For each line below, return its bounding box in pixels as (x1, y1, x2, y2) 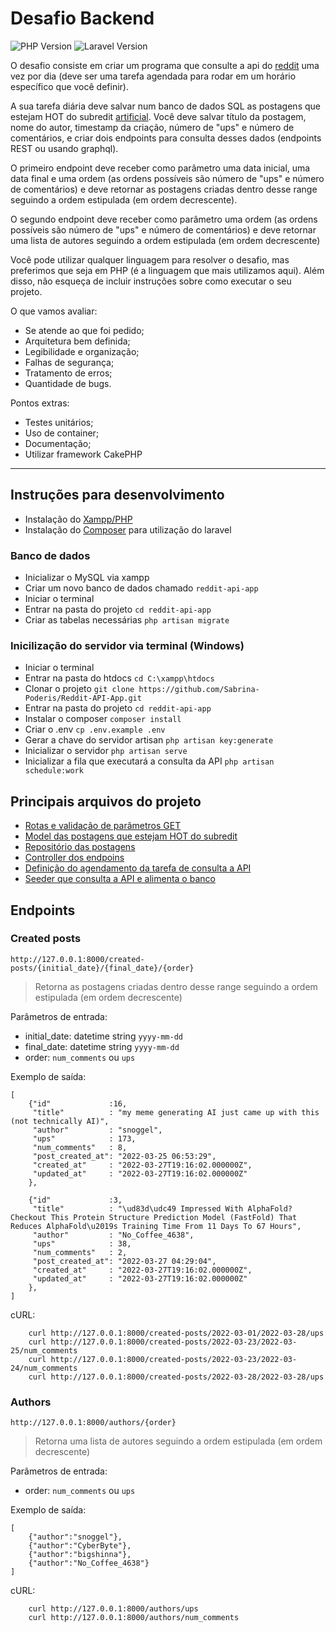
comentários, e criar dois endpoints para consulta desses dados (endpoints (10, 132, 322, 144)
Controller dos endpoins (24, 852, 125, 864)
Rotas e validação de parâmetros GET (24, 820, 182, 832)
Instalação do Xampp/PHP (24, 513, 133, 525)
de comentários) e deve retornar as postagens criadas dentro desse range (10, 183, 318, 195)
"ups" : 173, (32, 1133, 137, 1144)
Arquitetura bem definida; (24, 335, 131, 347)
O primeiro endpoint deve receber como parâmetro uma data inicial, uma (10, 162, 311, 174)
